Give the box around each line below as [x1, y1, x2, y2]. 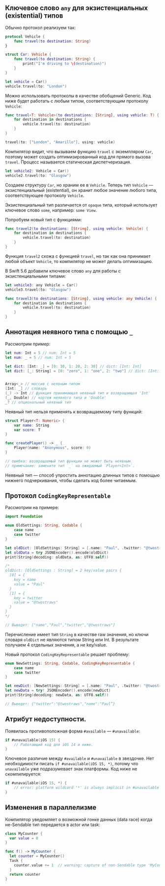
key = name [14, 577, 36, 582]
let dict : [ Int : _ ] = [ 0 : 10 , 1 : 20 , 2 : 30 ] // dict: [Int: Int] [5, 364, 142, 369]
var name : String [14, 423, 50, 428]
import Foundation [5, 514, 43, 519]
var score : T [14, 427, 41, 432]
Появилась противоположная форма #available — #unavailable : [5, 728, 140, 734]
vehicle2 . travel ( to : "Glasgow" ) [5, 173, 71, 178]
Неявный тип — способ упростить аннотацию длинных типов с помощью [5, 472, 160, 478]
